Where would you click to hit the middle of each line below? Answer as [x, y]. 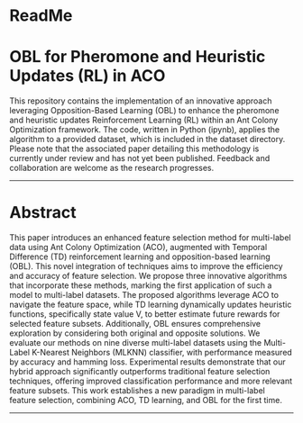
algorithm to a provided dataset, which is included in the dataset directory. [147, 139]
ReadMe [41, 16]
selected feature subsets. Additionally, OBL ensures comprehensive [135, 324]
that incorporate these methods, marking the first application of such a [141, 285]
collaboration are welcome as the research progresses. [112, 168]
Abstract [43, 213]
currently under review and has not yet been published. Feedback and [140, 158]
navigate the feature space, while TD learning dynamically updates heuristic [151, 305]
